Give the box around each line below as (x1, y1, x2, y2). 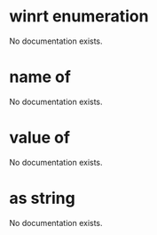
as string (9, 189, 75, 208)
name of (9, 67, 71, 87)
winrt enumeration (9, 6, 149, 27)
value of (9, 127, 71, 148)
